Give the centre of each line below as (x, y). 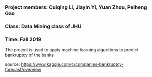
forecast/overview (23, 70)
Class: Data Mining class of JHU (43, 26)
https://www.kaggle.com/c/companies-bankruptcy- (72, 64)
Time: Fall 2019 (23, 39)
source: (13, 64)
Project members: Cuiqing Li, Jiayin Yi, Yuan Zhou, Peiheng (76, 7)
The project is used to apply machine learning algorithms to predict (72, 50)
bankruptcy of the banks (29, 55)
